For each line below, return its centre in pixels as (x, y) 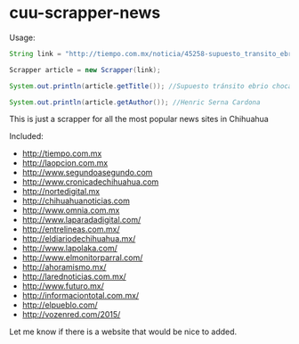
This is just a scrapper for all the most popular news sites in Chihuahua (139, 119)
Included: (27, 136)
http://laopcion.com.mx (65, 163)
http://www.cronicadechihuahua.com (90, 182)
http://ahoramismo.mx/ (64, 267)
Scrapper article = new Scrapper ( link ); (85, 70)
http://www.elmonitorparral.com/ (82, 258)
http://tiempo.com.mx (62, 153)
